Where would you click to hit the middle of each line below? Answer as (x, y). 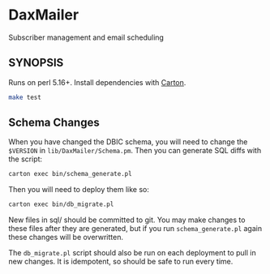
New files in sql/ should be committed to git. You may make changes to (127, 220)
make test (25, 97)
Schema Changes (54, 123)
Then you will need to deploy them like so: (79, 190)
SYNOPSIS (36, 63)
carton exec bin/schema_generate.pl (70, 174)
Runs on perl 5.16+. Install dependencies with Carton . (97, 82)
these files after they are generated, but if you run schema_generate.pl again (135, 229)
